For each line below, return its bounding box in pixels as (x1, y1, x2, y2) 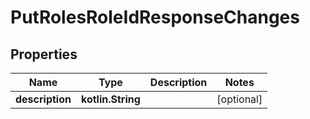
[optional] (216, 92, 263, 106)
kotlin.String (80, 92, 141, 106)
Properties (10, 46, 78, 63)
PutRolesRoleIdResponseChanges (10, 6, 300, 29)
